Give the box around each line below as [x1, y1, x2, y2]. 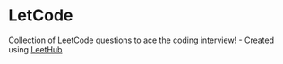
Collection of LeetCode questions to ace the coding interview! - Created [8, 35, 275, 45]
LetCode [8, 5, 73, 26]
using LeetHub [8, 44, 63, 54]
